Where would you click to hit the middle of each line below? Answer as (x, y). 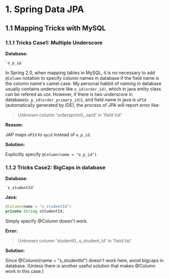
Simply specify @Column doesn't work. (47, 221)
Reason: (14, 125)
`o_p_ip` (15, 63)
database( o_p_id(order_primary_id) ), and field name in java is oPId (76, 100)
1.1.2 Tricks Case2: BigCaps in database (55, 167)
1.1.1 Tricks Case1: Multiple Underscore (54, 43)
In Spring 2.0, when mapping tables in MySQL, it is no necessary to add (80, 73)
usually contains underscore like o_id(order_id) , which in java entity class (83, 89)
